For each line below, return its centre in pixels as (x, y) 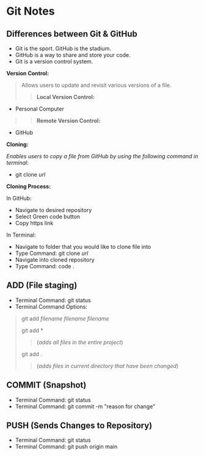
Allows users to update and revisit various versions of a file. (97, 85)
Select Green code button (48, 216)
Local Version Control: (65, 97)
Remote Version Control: (68, 121)
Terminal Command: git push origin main (66, 447)
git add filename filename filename (65, 318)
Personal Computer (39, 109)
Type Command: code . (45, 266)
